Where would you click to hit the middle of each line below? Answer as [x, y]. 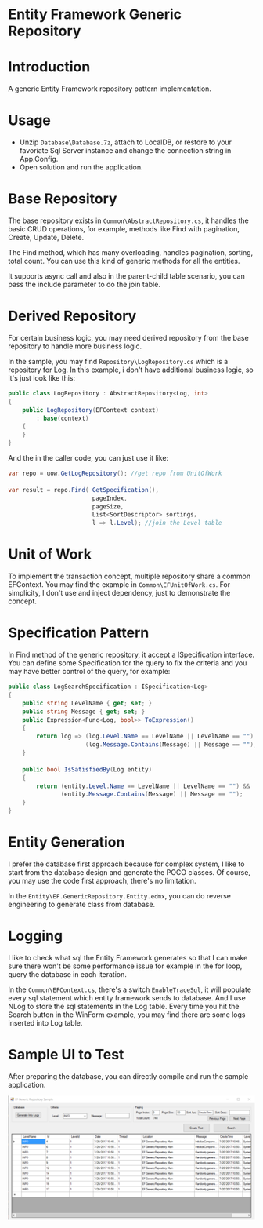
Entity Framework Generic [95, 15]
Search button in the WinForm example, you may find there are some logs [127, 1015]
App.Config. [39, 159]
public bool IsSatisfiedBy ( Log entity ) [87, 769]
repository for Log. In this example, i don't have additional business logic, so [131, 370]
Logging [36, 936]
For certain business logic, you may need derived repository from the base [128, 337]
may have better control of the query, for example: [89, 672]
